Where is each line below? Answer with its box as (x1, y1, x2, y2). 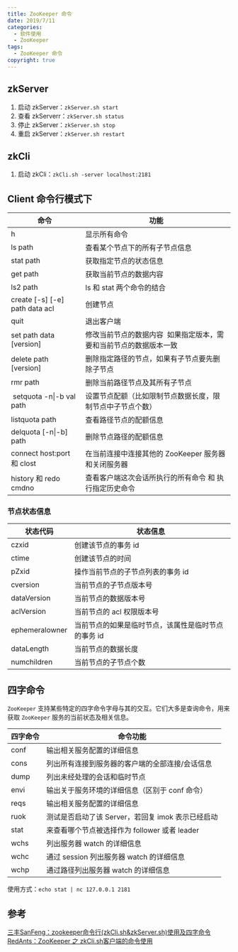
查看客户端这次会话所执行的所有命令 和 (85, 473, 215, 483)
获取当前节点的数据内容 (85, 269, 164, 279)
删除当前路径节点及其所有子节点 (85, 378, 193, 388)
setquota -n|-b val (13, 391, 76, 401)
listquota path (11, 415, 57, 425)
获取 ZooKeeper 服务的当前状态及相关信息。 (7, 713, 133, 722)
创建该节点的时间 (74, 553, 132, 563)
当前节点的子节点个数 (74, 658, 146, 668)
